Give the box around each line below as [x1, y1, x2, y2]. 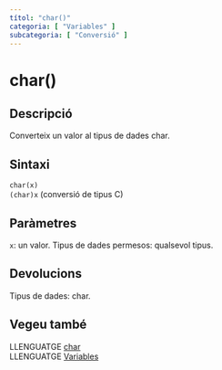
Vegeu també [9, 317, 87, 333]
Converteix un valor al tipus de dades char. [9, 130, 170, 142]
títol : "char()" [9, 13, 71, 23]
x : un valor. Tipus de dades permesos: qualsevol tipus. [9, 239, 214, 250]
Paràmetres [9, 216, 77, 231]
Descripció [9, 106, 73, 122]
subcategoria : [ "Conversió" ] [9, 30, 128, 39]
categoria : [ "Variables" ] [9, 22, 116, 31]
